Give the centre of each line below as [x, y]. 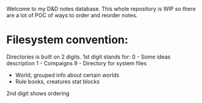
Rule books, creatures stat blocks [57, 81]
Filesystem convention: [67, 40]
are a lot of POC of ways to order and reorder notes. [72, 15]
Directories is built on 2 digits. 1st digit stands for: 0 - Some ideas [88, 57]
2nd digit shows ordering [38, 93]
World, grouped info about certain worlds [67, 75]
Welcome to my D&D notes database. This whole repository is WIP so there [101, 9]
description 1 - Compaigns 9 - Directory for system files [77, 63]
